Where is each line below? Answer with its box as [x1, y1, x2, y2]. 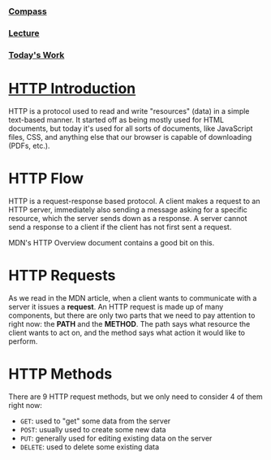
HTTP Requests [8, 266, 116, 284]
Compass [8, 6, 47, 17]
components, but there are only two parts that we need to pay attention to [8, 310, 256, 320]
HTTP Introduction [8, 79, 136, 98]
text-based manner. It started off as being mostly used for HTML [8, 115, 225, 124]
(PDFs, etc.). [8, 141, 50, 150]
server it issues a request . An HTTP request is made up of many [8, 302, 224, 311]
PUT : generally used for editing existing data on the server [19, 433, 213, 443]
